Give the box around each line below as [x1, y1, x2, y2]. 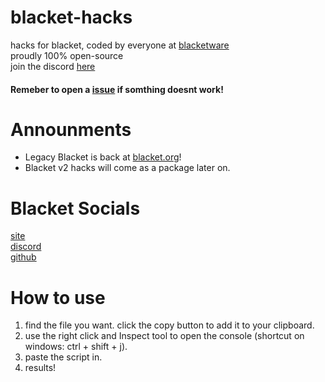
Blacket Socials [10, 197, 141, 220]
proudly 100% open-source [10, 49, 124, 61]
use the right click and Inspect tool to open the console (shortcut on [24, 330, 305, 342]
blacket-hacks [10, 6, 133, 29]
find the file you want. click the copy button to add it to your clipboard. [24, 319, 315, 331]
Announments [10, 118, 132, 141]
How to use [10, 286, 106, 309]
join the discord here [10, 60, 96, 72]
